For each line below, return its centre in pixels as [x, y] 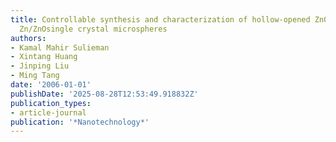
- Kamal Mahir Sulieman [60, 47]
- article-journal [48, 112]
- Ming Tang [35, 76]
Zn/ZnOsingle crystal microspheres [93, 29]
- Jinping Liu [40, 66]
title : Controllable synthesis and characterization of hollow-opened [160, 19]
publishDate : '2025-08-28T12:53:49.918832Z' [104, 94]
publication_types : [51, 103]
